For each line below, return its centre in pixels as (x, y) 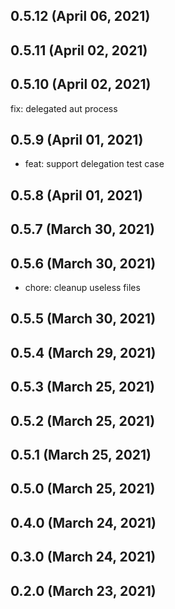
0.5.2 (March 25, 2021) (83, 420)
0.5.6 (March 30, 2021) (83, 263)
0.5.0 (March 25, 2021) (83, 489)
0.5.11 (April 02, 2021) (79, 50)
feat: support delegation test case (94, 164)
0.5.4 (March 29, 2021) (83, 352)
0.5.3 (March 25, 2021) (82, 387)
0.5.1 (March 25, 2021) (81, 454)
